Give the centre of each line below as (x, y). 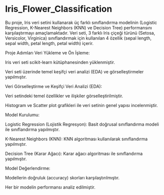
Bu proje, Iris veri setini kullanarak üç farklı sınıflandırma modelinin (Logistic (81, 22)
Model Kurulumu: (23, 115)
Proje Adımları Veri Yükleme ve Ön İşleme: (47, 53)
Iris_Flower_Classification (59, 9)
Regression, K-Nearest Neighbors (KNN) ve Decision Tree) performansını (79, 27)
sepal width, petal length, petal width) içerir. (49, 43)
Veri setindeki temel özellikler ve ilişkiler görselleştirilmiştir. (64, 96)
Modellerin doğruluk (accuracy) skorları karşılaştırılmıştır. (62, 177)
